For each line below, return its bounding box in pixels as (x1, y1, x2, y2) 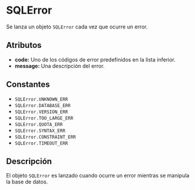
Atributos (6, 40, 42, 50)
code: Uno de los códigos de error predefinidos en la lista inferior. (14, 56, 176, 63)
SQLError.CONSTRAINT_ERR (14, 134, 76, 140)
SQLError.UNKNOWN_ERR (14, 96, 68, 102)
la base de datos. (6, 178, 48, 185)
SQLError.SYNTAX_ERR (14, 128, 66, 134)
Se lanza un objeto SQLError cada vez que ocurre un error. (6, 23, 148, 30)
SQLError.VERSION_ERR (14, 109, 68, 115)
